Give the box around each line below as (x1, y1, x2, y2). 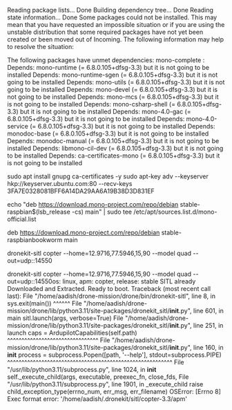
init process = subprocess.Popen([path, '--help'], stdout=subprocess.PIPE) (7, 351, 222, 359)
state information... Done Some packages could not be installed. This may (7, 13, 217, 21)
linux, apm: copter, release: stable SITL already (61, 277, 196, 286)
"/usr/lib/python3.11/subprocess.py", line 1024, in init (7, 366, 157, 373)
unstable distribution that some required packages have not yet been (7, 28, 204, 36)
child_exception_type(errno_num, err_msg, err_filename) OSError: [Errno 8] (7, 387, 221, 395)
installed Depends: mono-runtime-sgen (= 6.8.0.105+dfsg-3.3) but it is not (7, 71, 218, 79)
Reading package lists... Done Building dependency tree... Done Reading (7, 6, 214, 14)
